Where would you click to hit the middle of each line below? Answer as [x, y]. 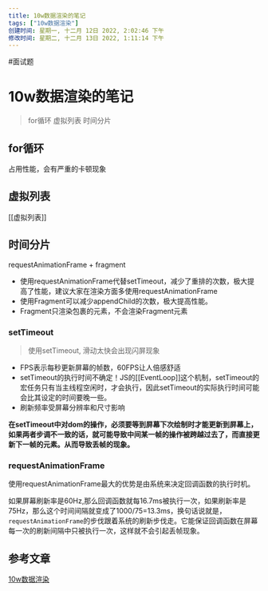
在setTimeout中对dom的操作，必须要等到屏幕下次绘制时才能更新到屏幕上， [133, 424]
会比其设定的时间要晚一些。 [65, 397]
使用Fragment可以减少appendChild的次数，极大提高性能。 [116, 301]
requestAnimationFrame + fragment [67, 264]
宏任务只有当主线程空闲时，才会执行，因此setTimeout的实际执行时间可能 [140, 387]
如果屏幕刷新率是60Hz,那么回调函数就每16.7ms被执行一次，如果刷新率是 [127, 501]
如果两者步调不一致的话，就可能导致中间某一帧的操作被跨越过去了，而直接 [130, 434]
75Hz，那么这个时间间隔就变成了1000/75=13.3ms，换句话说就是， [117, 511]
